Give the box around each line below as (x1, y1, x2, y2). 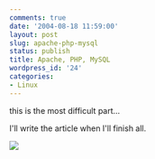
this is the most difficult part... (9, 105, 121, 116)
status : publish (9, 47, 70, 56)
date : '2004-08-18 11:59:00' (9, 22, 119, 31)
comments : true (9, 13, 67, 23)
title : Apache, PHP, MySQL (9, 55, 111, 64)
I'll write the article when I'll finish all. (9, 123, 147, 134)
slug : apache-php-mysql (9, 38, 99, 48)
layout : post (9, 30, 59, 39)
